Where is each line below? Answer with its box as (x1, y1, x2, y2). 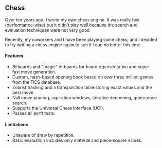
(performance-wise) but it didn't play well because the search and (5, 22, 138, 28)
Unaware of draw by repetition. (12, 132, 75, 138)
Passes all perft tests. (12, 111, 55, 116)
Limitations (5, 121, 28, 127)
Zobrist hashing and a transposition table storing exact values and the (12, 85, 152, 91)
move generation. (21, 69, 56, 75)
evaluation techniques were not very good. (5, 27, 91, 33)
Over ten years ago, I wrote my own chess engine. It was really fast (5, 17, 140, 22)
